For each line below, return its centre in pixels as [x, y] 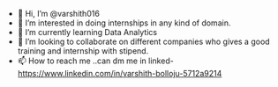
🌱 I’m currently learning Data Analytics [87, 32]
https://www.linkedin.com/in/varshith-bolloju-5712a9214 [120, 73]
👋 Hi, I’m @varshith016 [58, 14]
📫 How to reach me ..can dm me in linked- [95, 61]
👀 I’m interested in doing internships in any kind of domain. [124, 23]
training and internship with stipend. [83, 51]
